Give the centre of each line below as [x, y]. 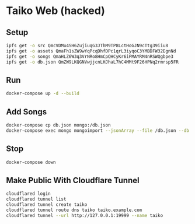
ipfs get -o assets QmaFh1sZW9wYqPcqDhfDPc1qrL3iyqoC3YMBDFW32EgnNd [91, 51]
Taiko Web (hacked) [55, 11]
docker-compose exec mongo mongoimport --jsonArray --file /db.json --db [98, 130]
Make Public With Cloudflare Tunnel [73, 180]
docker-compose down [31, 162]
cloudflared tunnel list [36, 199]
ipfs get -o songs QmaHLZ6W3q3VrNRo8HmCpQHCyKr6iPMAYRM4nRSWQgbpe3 [90, 57]
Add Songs [27, 112]
